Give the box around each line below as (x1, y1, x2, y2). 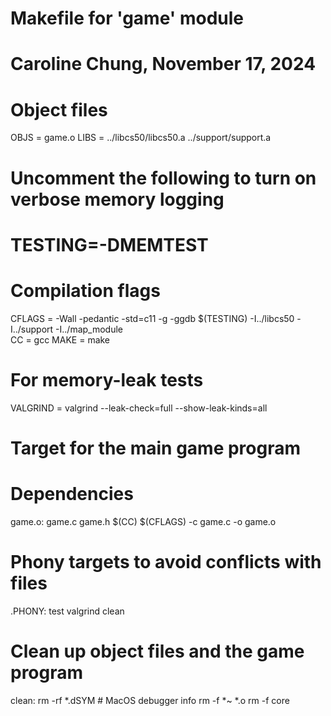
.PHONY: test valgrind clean (10, 605, 125, 617)
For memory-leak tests (10, 368, 204, 391)
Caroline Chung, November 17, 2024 (10, 53, 317, 76)
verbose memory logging (10, 188, 225, 211)
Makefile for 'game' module (10, 7, 244, 30)
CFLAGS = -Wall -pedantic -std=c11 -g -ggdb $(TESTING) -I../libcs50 (10, 312, 295, 324)
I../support (10, 323, 54, 335)
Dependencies (10, 482, 134, 505)
